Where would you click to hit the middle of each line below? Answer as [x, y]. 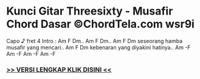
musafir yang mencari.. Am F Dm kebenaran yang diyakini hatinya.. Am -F [98, 47]
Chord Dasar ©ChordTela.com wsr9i [100, 24]
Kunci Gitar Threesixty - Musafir [90, 11]
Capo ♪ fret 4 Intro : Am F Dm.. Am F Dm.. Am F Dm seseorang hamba [95, 41]
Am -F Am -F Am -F [31, 53]
